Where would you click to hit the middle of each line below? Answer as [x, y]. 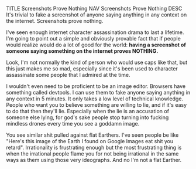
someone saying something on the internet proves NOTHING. [82, 51]
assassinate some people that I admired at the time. [68, 75]
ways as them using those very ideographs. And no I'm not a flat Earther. [94, 160]
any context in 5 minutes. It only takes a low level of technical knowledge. [94, 99]
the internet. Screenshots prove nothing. [55, 21]
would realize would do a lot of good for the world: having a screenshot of [96, 45]
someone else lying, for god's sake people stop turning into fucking [87, 117]
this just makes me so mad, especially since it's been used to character [92, 69]
